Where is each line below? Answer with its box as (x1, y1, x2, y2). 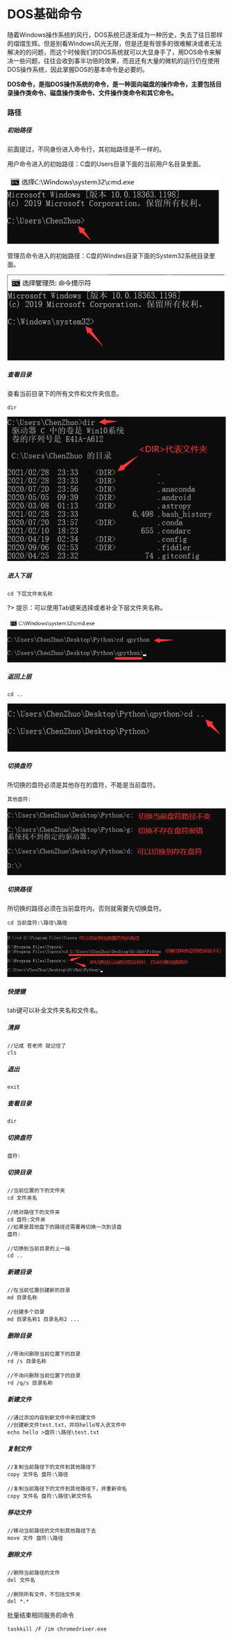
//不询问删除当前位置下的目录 (7, 1372, 81, 1380)
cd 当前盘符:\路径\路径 (7, 919, 68, 926)
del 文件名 (7, 1577, 36, 1584)
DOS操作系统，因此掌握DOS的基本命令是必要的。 (7, 65, 149, 73)
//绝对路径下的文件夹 (7, 1209, 60, 1216)
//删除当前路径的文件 (7, 1570, 60, 1577)
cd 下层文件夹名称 (7, 591, 53, 598)
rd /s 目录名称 (7, 1358, 47, 1365)
